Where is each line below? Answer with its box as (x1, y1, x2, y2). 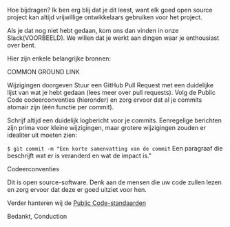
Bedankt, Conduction (7, 213, 67, 220)
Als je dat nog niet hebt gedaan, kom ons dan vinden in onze (7, 27, 179, 34)
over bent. (7, 41, 36, 49)
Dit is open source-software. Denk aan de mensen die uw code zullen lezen (7, 178, 222, 186)
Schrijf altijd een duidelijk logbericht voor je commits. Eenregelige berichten (7, 116, 222, 125)
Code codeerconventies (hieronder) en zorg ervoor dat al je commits (7, 96, 202, 104)
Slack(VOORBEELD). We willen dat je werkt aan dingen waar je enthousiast (7, 34, 219, 42)
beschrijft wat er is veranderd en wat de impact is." (7, 151, 151, 160)
